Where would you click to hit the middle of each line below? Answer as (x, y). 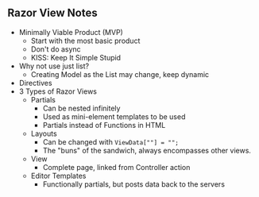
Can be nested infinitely (81, 108)
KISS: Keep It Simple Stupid (75, 57)
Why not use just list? (54, 66)
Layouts (44, 133)
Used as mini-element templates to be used (114, 116)
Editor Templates (58, 176)
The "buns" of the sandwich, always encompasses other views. (147, 150)
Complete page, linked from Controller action (116, 167)
